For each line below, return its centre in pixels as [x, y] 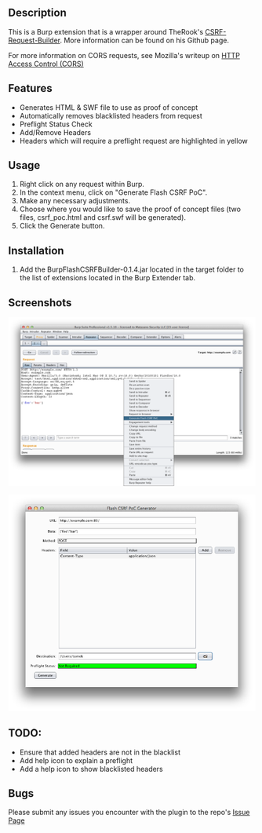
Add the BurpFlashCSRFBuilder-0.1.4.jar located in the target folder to [132, 269]
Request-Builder [34, 40]
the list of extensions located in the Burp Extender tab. [107, 278]
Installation [36, 250]
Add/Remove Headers [55, 132]
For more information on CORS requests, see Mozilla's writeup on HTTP [124, 55]
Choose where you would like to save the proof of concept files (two [130, 209]
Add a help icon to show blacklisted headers [91, 769]
